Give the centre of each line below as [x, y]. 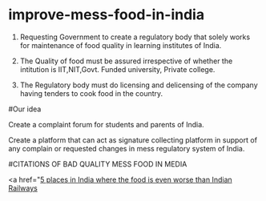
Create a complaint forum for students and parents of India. [106, 124]
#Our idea [25, 109]
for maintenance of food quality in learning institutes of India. [121, 45]
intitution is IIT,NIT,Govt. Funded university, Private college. [117, 69]
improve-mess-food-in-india [107, 15]
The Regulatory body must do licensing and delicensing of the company [139, 85]
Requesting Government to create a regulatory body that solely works [135, 37]
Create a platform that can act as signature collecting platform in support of [133, 140]
